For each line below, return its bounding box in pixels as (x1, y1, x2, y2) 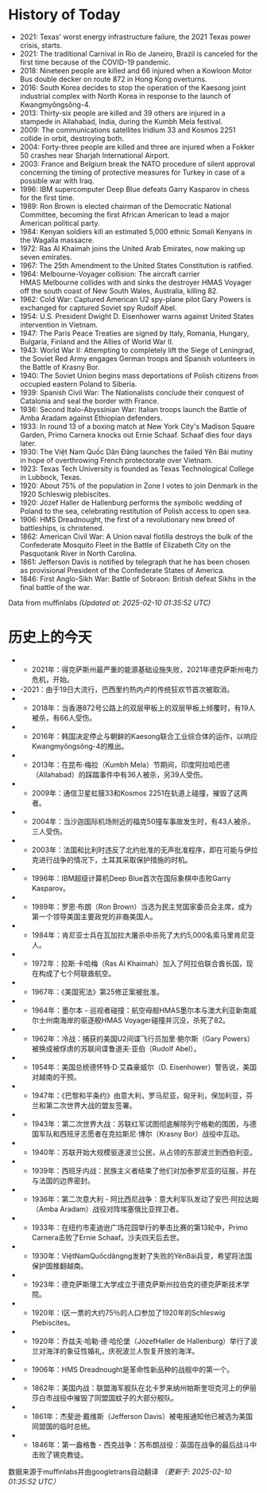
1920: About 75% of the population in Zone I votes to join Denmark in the (19, 481, 258, 490)
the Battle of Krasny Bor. (19, 362, 100, 371)
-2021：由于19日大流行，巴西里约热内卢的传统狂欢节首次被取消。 (19, 684, 234, 694)
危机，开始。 (31, 674, 74, 684)
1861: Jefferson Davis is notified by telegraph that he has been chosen (19, 556, 250, 567)
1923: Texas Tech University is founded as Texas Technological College (19, 464, 254, 473)
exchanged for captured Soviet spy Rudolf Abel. (19, 303, 177, 312)
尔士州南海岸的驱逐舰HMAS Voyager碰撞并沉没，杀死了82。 (31, 1015, 230, 1025)
